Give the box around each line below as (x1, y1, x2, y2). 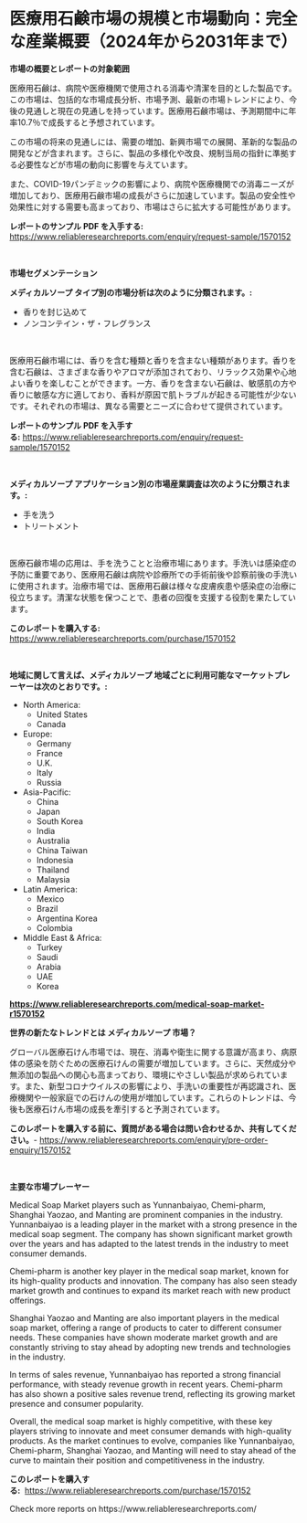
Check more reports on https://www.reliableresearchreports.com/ (9, 1503, 258, 1514)
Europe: (22, 728, 53, 739)
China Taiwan (36, 844, 89, 855)
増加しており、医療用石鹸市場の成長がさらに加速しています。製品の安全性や (9, 189, 296, 201)
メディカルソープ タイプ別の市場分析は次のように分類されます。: (9, 287, 253, 298)
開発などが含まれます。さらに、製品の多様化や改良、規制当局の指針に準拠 (9, 147, 290, 158)
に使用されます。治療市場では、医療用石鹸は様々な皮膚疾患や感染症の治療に (9, 580, 297, 591)
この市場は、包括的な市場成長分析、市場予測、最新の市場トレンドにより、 (9, 93, 290, 105)
